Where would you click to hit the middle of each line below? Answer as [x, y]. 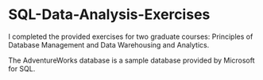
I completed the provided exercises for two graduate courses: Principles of [131, 36]
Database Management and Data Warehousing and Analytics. [109, 44]
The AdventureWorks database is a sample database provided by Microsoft [132, 60]
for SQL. [22, 68]
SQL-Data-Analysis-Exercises [109, 15]
